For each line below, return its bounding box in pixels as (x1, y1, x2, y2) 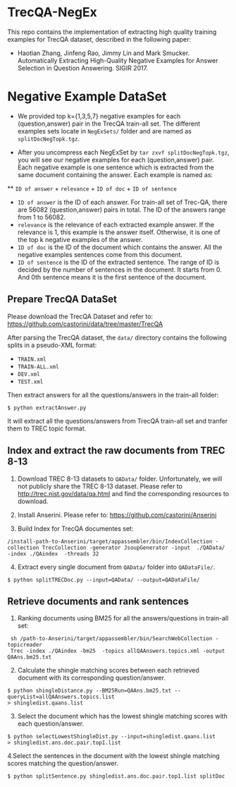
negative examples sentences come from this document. (17, 250, 183, 258)
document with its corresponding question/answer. (17, 673, 166, 682)
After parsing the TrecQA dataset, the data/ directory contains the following (7, 333, 227, 342)
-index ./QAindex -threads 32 (7, 550, 99, 558)
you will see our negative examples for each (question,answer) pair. (17, 155, 215, 164)
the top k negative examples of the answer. (17, 235, 143, 244)
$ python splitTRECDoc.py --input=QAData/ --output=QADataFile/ (7, 576, 200, 583)
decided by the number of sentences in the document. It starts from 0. (17, 265, 222, 274)
